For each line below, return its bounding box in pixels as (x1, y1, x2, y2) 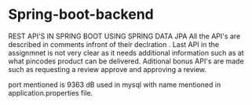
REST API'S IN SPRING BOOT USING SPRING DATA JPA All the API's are (8, 31, 241, 41)
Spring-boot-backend (8, 5, 155, 24)
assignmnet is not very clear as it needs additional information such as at (8, 48, 245, 57)
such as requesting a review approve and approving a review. (8, 64, 206, 74)
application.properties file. (8, 88, 93, 97)
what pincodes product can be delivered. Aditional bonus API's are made (8, 56, 245, 66)
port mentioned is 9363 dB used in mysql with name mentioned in (8, 80, 221, 89)
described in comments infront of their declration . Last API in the (8, 39, 220, 49)
